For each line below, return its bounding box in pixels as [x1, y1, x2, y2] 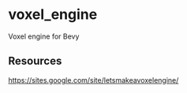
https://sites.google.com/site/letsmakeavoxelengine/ [8, 75, 179, 84]
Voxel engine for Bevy [8, 32, 80, 41]
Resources [8, 54, 62, 68]
